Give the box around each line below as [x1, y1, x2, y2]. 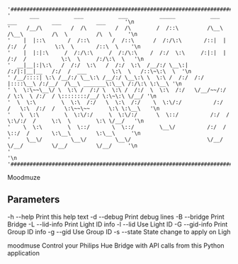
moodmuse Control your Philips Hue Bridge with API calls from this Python [7, 241, 225, 250]
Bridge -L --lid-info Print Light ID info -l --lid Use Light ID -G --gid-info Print [7, 219, 228, 229]
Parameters [7, 194, 60, 206]
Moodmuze [7, 173, 41, 181]
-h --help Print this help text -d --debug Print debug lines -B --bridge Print [7, 212, 225, 221]
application [7, 248, 40, 257]
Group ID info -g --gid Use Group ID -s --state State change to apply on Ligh [7, 227, 231, 236]
